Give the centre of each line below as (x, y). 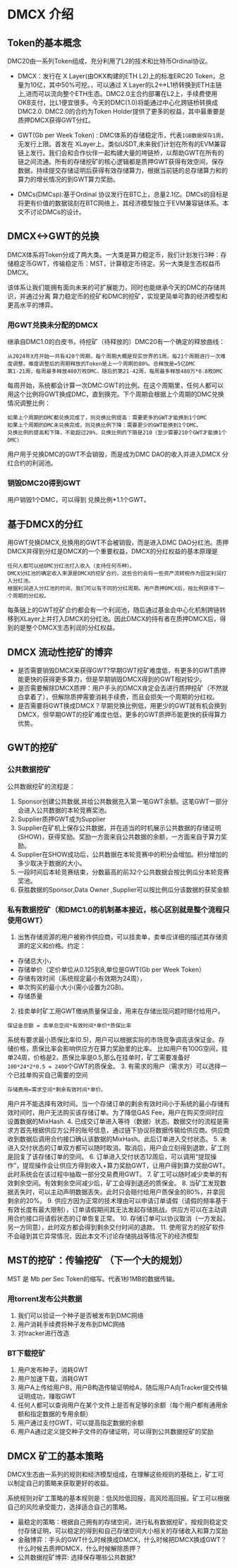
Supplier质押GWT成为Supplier (61, 819)
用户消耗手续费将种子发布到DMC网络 (71, 1324)
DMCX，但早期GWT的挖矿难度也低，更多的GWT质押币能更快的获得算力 (122, 714)
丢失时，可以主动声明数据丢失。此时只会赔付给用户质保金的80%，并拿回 (119, 1192)
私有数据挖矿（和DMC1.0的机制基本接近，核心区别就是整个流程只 (119, 909)
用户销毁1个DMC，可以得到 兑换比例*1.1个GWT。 (79, 500)
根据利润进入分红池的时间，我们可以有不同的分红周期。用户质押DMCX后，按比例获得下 (114, 589)
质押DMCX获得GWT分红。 (56, 120)
